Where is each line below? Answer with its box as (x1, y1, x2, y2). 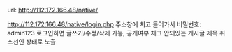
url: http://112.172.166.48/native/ (7, 6, 99, 14)
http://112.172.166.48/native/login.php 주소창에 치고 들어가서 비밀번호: (7, 20, 201, 28)
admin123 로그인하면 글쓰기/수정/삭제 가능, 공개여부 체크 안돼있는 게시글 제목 (7, 29, 218, 37)
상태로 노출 (25, 37, 56, 46)
